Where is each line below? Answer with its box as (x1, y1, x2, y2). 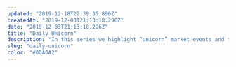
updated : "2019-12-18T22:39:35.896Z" (7, 10, 118, 17)
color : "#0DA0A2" (7, 50, 58, 57)
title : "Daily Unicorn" (7, 29, 77, 37)
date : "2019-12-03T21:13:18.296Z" (7, 23, 109, 30)
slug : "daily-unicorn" (7, 43, 74, 50)
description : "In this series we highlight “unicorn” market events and (7, 36, 225, 43)
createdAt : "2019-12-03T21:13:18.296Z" (7, 17, 124, 24)
